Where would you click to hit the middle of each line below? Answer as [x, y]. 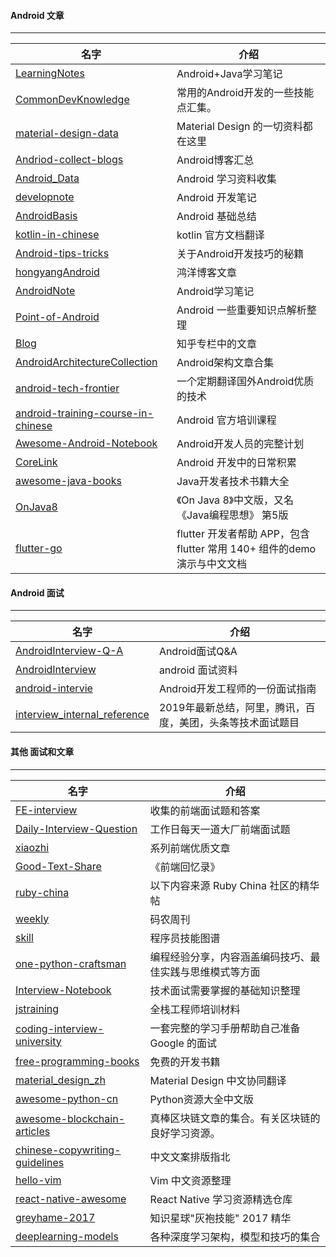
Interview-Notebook [63, 990]
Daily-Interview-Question [76, 828]
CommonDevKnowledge [72, 100]
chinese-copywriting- [68, 1150]
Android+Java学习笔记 [229, 74]
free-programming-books [77, 1061]
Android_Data [47, 178]
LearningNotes [50, 73]
